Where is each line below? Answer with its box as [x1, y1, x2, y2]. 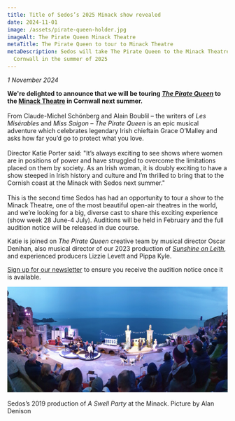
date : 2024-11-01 [7, 18, 58, 26]
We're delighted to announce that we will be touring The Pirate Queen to [7, 89, 222, 97]
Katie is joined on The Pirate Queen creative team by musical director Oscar [7, 237, 226, 245]
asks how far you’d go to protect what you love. [7, 134, 145, 142]
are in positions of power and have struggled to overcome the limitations [7, 156, 216, 165]
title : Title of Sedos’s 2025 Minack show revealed [7, 11, 161, 18]
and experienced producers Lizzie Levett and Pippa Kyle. [7, 251, 172, 260]
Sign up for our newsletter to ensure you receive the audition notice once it [7, 265, 223, 273]
